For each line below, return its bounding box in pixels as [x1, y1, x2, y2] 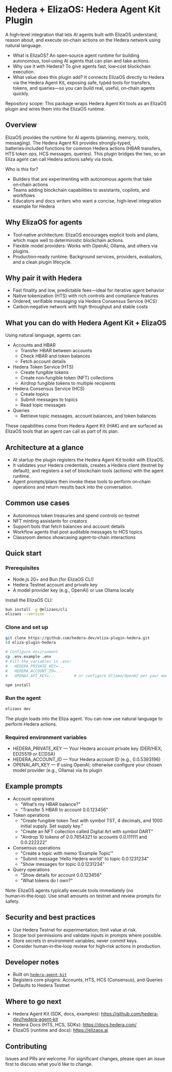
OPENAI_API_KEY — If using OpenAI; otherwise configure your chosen [12, 761, 162, 767]
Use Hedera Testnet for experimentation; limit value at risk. [12, 926, 137, 933]
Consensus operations [12, 844, 60, 851]
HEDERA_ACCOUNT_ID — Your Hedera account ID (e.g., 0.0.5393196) [12, 756, 161, 762]
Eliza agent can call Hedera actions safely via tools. [5, 156, 114, 162]
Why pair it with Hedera [5, 273, 82, 282]
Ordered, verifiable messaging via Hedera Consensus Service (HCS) [12, 298, 157, 305]
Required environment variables [5, 734, 87, 741]
